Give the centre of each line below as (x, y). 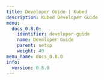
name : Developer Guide (45, 40)
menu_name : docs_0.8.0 (35, 57)
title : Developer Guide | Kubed (47, 12)
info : (13, 62)
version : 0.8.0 (31, 68)
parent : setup (35, 46)
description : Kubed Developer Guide (52, 17)
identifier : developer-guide (54, 34)
